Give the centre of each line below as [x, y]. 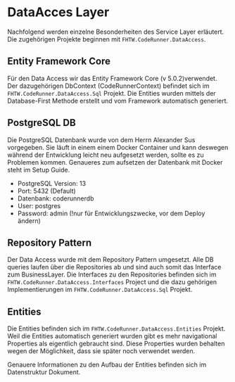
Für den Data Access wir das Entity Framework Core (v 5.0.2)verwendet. [112, 78]
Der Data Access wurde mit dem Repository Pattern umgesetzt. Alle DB [111, 260]
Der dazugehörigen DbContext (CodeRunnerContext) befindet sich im [108, 86]
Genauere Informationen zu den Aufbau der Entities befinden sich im [107, 365]
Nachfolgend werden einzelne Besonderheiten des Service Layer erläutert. [116, 32]
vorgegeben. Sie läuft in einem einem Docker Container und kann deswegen [118, 147]
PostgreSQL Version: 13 [52, 183]
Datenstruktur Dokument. [44, 372]
